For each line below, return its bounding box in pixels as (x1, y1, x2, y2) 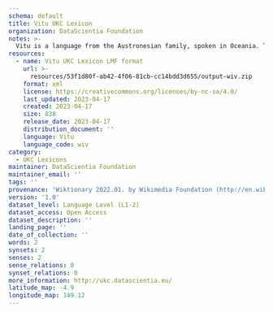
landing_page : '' (8, 223, 67, 232)
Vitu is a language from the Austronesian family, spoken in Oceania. (15, 42, 260, 50)
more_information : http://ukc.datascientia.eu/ (8, 276, 173, 284)
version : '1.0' (8, 193, 60, 201)
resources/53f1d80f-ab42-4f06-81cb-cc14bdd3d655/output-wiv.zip (29, 72, 253, 80)
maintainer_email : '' (8, 171, 82, 179)
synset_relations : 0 (8, 269, 79, 277)
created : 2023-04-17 (23, 102, 93, 110)
